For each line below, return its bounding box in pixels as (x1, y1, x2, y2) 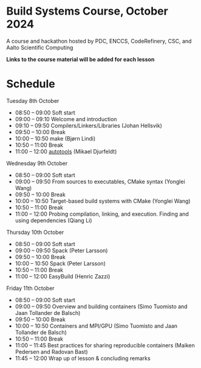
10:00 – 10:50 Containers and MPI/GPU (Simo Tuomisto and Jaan (15, 322, 178, 330)
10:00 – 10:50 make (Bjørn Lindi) (15, 135, 96, 142)
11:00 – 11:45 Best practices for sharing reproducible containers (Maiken (15, 341, 196, 349)
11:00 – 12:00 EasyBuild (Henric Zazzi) (15, 272, 111, 280)
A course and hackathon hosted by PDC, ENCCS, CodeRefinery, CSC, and (6, 37, 192, 44)
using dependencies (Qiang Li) (15, 216, 92, 224)
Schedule (6, 77, 56, 91)
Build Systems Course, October (6, 4, 168, 18)
